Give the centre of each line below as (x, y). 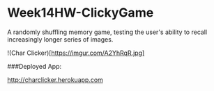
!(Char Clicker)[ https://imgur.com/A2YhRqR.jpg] (76, 53)
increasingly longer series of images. (60, 39)
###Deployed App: (35, 66)
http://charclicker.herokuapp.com (55, 80)
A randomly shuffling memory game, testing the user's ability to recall (107, 32)
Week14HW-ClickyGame (81, 13)
